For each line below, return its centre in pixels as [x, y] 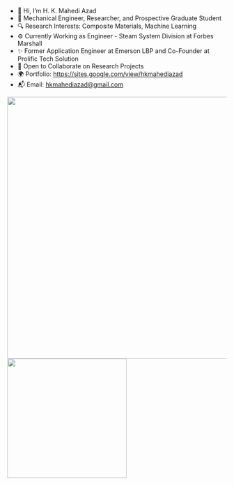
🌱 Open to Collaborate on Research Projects [80, 66]
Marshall [30, 43]
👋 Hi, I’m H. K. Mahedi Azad [57, 11]
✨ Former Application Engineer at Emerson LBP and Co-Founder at [114, 51]
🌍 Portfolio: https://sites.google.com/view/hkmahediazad [100, 74]
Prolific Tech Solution [48, 59]
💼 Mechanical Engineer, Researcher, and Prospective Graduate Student [119, 18]
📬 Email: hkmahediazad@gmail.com [70, 84]
